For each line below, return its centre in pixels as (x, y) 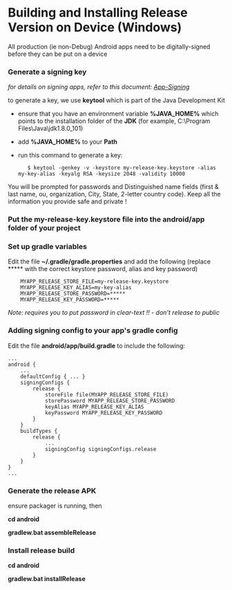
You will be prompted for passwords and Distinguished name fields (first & (114, 187)
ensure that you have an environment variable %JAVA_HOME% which (118, 114)
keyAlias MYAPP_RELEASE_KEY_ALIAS (94, 407)
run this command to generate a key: (70, 155)
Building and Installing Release (98, 13)
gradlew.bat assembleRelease (52, 533)
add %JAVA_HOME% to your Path (68, 142)
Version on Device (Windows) (95, 27)
